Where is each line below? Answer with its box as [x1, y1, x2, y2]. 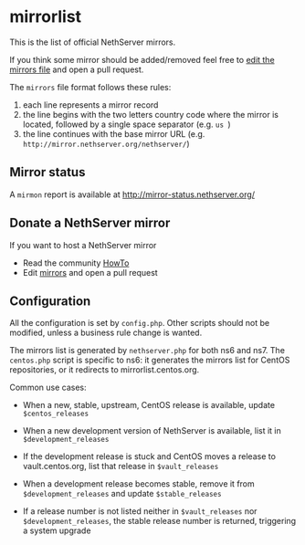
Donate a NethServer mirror [9, 215, 171, 231]
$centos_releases [22, 409, 89, 419]
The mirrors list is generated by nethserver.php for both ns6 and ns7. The [9, 345, 286, 356]
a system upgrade [22, 525, 91, 536]
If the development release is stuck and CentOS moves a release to [22, 451, 277, 462]
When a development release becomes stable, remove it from [22, 478, 256, 489]
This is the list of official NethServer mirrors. [9, 37, 176, 47]
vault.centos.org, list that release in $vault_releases [22, 461, 219, 472]
